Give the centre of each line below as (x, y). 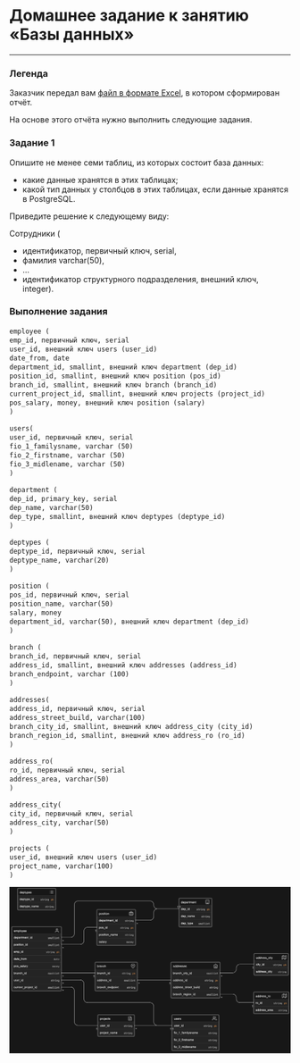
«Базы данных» (72, 34)
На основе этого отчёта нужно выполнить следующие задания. (131, 120)
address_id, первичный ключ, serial (77, 708)
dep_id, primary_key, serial (63, 498)
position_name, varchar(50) (62, 604)
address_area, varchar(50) (59, 779)
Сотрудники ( (35, 233)
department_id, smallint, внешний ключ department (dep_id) (124, 367)
